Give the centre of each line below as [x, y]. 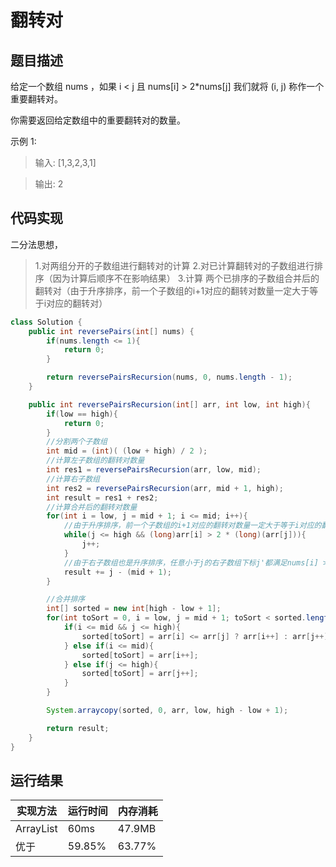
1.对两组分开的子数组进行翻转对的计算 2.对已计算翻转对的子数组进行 [174, 265]
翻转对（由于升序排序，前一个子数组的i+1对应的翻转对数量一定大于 [172, 290]
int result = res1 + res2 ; [102, 497]
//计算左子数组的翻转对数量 [95, 461]
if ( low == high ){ [82, 414]
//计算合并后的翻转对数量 [92, 507]
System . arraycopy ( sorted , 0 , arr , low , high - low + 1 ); [167, 711]
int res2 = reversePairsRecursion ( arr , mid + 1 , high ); [165, 488]
